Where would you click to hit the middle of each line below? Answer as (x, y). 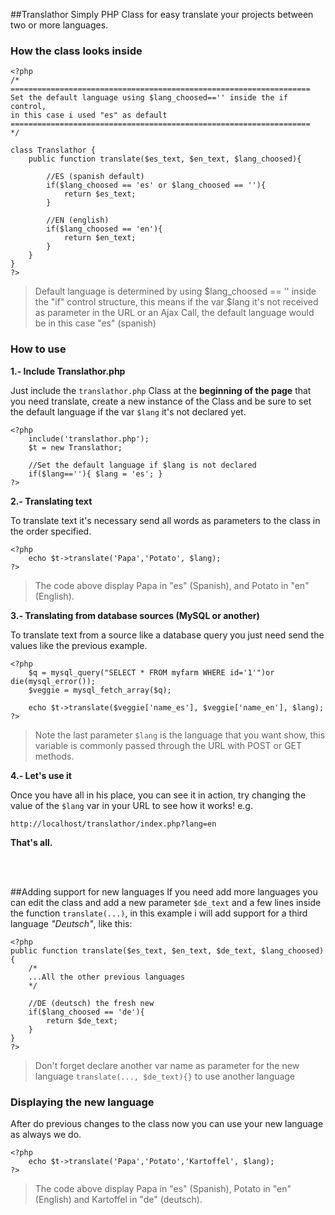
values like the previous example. (79, 645)
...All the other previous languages (107, 977)
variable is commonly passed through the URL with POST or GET (168, 745)
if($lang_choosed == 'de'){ (86, 1012)
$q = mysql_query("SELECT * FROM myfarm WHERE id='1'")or (151, 672)
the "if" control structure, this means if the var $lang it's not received (176, 302)
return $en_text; (100, 238)
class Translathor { (53, 150)
